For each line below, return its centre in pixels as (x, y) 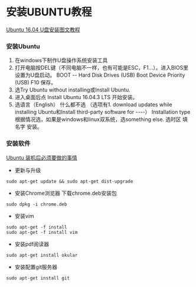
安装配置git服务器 (36, 267)
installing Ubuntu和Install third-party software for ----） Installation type (102, 112)
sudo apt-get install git (38, 278)
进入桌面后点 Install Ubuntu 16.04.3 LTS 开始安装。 (76, 97)
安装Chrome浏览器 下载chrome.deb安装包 (66, 193)
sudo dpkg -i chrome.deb (37, 204)
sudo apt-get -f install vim (42, 232)
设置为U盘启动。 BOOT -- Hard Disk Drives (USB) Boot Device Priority (100, 75)
